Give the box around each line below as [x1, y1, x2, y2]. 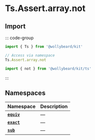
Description [40, 103, 68, 110]
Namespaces [5, 89, 46, 97]
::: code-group [5, 35, 34, 41]
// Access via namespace [5, 53, 55, 58]
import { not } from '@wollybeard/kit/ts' [5, 66, 92, 71]
